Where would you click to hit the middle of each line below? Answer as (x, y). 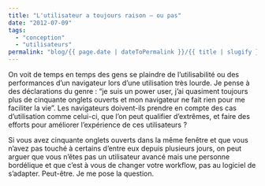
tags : (17, 30)
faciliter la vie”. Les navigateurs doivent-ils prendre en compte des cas (122, 108)
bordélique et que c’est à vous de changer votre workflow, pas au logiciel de (132, 165)
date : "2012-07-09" (40, 23)
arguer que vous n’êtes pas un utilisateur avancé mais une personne (119, 157)
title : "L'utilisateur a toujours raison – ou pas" (95, 15)
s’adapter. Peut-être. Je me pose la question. (81, 173)
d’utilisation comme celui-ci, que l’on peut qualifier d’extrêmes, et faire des (129, 116)
